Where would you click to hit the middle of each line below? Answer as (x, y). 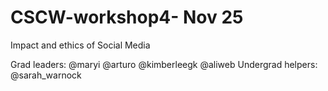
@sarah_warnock (46, 75)
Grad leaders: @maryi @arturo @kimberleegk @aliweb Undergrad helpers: (164, 64)
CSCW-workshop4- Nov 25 (127, 17)
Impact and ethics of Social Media (80, 45)
